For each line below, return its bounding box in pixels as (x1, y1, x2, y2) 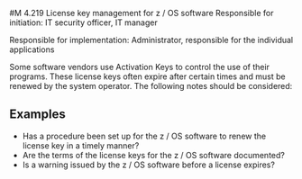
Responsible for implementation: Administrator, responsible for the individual (9, 35, 294, 45)
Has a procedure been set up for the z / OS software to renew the (22, 130, 267, 141)
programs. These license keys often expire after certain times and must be (9, 71, 286, 82)
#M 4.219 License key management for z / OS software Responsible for (9, 8, 274, 18)
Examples (9, 107, 66, 122)
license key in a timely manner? (22, 139, 140, 151)
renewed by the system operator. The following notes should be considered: (9, 81, 293, 91)
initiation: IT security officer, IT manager (9, 17, 158, 28)
